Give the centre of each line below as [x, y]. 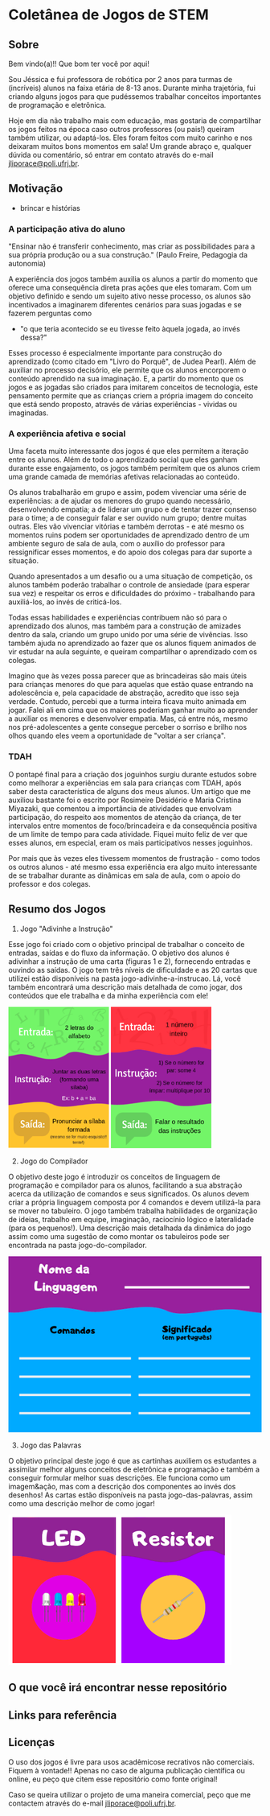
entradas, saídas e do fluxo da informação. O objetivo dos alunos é [119, 953]
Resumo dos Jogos [57, 910]
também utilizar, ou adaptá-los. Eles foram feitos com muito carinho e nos [131, 138]
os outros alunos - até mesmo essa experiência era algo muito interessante [133, 867]
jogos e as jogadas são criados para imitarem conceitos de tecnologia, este [133, 387]
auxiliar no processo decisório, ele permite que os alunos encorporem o [127, 370]
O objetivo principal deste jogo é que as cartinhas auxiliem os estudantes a [133, 1461]
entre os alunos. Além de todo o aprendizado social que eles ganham [123, 459]
